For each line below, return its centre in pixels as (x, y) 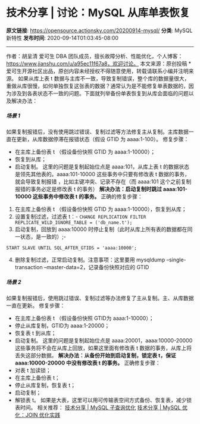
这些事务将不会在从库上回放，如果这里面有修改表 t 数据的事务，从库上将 (103, 348)
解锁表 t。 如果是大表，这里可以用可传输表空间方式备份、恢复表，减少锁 (103, 400)
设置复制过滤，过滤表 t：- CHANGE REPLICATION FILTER (80, 216)
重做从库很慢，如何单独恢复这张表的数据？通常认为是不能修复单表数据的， (97, 86)
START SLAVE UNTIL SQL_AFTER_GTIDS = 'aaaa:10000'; (71, 248)
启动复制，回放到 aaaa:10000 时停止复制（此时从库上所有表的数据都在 (101, 229)
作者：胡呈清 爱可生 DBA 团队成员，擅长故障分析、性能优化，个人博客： (95, 56)
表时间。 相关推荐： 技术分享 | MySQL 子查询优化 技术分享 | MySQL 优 (101, 407)
